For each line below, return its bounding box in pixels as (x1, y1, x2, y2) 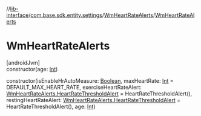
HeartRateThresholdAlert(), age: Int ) (6, 103, 96, 110)
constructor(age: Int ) (6, 65, 58, 72)
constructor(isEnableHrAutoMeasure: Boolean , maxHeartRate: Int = (6, 77, 174, 84)
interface (6, 11, 29, 19)
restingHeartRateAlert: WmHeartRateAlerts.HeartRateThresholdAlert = (6, 96, 180, 103)
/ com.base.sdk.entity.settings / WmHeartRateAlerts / (28, 11, 156, 19)
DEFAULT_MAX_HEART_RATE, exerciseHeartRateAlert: (6, 83, 142, 91)
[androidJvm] (6, 59, 41, 66)
